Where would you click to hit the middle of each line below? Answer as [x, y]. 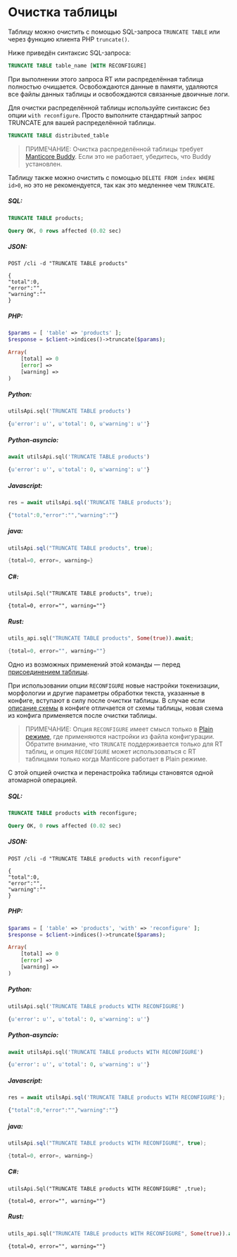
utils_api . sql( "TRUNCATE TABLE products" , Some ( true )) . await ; [101, 638]
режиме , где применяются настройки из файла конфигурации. [120, 737]
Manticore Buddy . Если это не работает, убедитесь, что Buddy [118, 156]
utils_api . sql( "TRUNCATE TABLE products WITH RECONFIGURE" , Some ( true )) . [118, 1233]
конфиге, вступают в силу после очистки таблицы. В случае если [107, 701]
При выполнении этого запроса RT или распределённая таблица [106, 79]
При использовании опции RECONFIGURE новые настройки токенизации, [114, 685]
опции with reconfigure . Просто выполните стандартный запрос [105, 115]
